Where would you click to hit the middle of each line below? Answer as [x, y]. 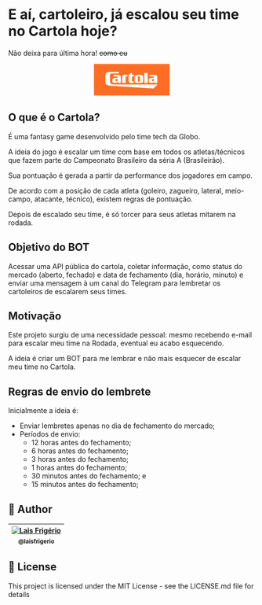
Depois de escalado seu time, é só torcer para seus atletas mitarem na [122, 214]
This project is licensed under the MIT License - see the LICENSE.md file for [131, 586]
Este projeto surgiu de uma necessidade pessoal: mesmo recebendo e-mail [130, 335]
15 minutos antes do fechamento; [85, 485]
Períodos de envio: [50, 434]
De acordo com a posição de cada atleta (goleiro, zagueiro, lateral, [116, 190]
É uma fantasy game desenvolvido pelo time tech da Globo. [104, 136]
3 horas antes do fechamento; [80, 459]
